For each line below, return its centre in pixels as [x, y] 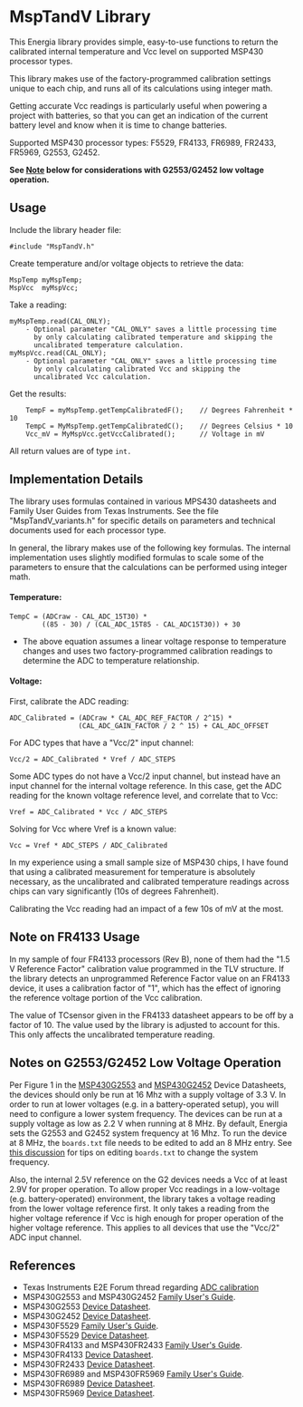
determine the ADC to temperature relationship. [111, 660]
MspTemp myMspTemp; [46, 280]
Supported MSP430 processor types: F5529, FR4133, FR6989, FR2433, [143, 142]
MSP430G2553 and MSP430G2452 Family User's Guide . [129, 1297]
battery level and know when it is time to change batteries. [118, 125]
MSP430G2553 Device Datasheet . [86, 1306]
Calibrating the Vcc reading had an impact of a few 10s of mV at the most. [147, 908]
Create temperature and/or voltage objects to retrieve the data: [127, 263]
